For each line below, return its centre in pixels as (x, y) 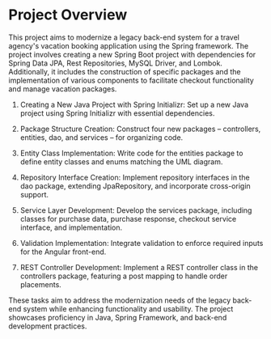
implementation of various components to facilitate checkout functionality (131, 80)
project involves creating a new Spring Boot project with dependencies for (132, 54)
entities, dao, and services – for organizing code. (102, 137)
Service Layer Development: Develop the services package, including (136, 210)
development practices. (48, 326)
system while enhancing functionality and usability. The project (128, 308)
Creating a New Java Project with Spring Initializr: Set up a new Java (134, 104)
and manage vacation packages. (63, 89)
